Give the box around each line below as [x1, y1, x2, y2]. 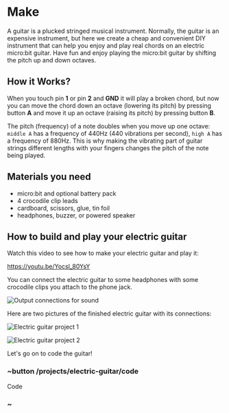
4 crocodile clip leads [16, 196, 78, 204]
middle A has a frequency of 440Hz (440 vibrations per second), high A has [7, 129, 223, 137]
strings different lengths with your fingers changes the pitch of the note [7, 143, 209, 152]
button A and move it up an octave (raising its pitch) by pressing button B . [7, 108, 216, 117]
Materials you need [7, 171, 91, 182]
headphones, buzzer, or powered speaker [16, 211, 136, 220]
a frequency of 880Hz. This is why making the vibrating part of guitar [7, 137, 203, 145]
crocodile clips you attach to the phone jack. [7, 283, 132, 292]
